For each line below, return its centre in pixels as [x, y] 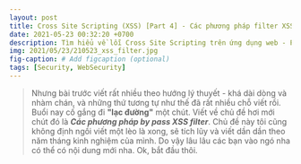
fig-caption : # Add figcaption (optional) [90, 59]
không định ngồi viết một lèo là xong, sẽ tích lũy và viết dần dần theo [158, 131]
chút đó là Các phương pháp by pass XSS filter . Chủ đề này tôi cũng [159, 121]
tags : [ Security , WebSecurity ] [68, 68]
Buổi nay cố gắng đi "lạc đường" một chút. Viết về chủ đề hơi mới [153, 112]
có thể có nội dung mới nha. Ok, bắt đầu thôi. [115, 150]
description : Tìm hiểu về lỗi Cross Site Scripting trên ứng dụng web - [148, 43]
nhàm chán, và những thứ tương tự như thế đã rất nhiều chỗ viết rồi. [156, 102]
